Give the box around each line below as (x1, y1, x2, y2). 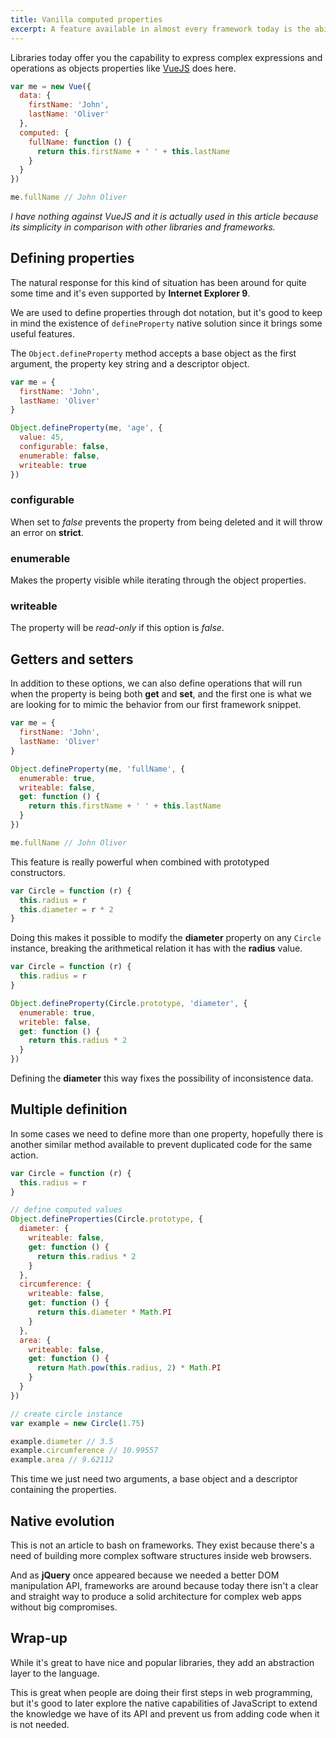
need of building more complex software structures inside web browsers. (10, 1550, 312, 1562)
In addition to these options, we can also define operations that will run (10, 677, 303, 690)
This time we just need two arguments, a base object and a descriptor (10, 1473, 298, 1485)
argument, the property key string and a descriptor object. (10, 357, 250, 370)
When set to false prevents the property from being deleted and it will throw (10, 516, 323, 528)
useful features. (10, 327, 76, 340)
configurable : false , (19, 442, 110, 452)
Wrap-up (10, 1630, 68, 1647)
